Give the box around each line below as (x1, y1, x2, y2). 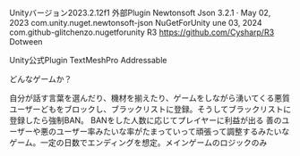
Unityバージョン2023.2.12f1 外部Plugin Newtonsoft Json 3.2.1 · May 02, (9, 7, 271, 19)
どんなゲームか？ (9, 74, 73, 85)
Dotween (9, 37, 43, 47)
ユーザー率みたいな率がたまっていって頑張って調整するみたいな (56, 127, 290, 137)
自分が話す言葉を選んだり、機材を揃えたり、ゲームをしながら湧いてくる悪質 (9, 93, 291, 103)
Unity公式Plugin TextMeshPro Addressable (9, 55, 167, 66)
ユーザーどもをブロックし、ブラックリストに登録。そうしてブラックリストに (9, 104, 292, 115)
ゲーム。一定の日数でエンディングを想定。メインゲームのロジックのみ (9, 137, 268, 148)
